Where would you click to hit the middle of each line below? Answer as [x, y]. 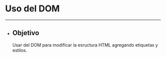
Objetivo [26, 33]
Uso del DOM [33, 9]
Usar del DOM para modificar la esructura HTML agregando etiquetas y [85, 45]
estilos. [20, 50]
